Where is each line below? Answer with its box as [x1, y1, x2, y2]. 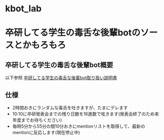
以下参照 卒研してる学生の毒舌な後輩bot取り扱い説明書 [5, 75, 117, 81]
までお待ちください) [21, 117, 62, 123]
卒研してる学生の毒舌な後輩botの [5, 27, 141, 39]
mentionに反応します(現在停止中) [12, 130, 80, 135]
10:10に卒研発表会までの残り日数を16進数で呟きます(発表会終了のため [12, 111, 155, 117]
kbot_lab [5, 3, 42, 14]
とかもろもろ [14, 40, 66, 51]
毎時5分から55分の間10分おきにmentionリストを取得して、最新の [12, 123, 145, 129]
